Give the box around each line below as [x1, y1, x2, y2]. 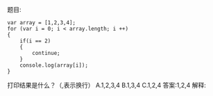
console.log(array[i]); [19, 62, 89, 69]
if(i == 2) [19, 38, 51, 45]
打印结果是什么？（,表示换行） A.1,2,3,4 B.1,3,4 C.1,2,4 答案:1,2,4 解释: [7, 81, 207, 89]
